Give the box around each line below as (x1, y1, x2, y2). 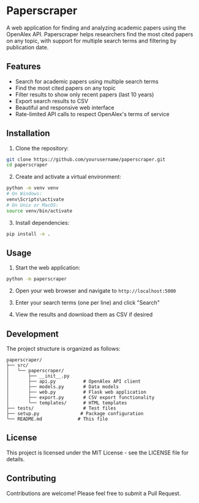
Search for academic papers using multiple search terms (15, 77, 159, 85)
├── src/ (6, 362, 29, 368)
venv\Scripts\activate (6, 197, 64, 203)
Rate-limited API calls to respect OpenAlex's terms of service (15, 110, 170, 117)
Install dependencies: (15, 219, 70, 226)
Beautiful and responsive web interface (15, 104, 115, 111)
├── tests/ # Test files (6, 405, 116, 411)
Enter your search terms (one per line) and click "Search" (15, 299, 160, 306)
